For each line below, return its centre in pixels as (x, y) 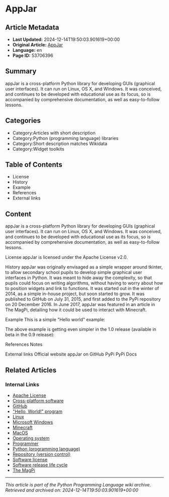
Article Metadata (32, 27)
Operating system (31, 438)
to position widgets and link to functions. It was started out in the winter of (82, 289)
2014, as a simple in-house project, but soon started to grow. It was (75, 294)
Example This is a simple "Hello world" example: (55, 320)
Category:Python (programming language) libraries (65, 138)
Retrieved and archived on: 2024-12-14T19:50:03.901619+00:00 (72, 490)
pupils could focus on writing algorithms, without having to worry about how (84, 283)
